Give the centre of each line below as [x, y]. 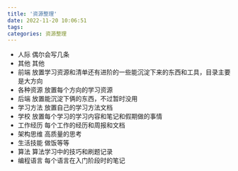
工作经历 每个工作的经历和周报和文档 [71, 125]
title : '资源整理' [33, 14]
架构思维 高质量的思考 [50, 134]
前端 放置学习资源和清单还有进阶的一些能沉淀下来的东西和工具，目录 [118, 72]
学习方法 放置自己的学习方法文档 [65, 107]
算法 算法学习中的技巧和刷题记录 [65, 152]
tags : [15, 27]
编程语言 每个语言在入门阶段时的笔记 [71, 160]
